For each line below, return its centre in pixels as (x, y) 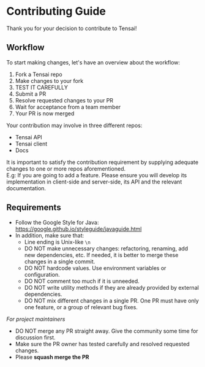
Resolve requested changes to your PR (64, 100)
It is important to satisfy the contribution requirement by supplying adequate (102, 162)
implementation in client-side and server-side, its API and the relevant (94, 182)
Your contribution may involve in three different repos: (74, 125)
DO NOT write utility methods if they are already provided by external (111, 287)
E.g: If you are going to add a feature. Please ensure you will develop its (97, 175)
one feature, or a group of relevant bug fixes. (81, 307)
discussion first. (35, 337)
